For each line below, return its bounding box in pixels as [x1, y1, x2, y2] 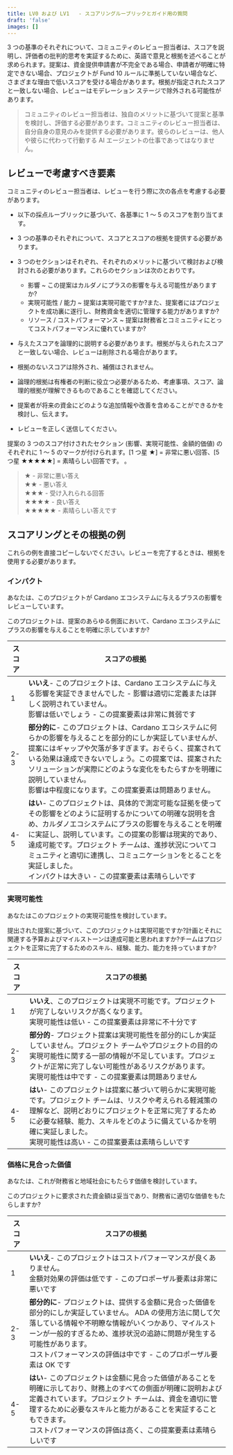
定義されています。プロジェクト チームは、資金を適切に [28, 1394, 211, 1403]
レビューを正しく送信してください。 [17, 425, 121, 433]
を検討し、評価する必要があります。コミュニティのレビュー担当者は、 [24, 119, 224, 127]
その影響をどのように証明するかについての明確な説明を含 [28, 809, 216, 819]
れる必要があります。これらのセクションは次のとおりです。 [29, 266, 199, 275]
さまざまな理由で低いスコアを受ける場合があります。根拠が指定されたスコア [7, 78, 225, 86]
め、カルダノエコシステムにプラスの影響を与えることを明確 [28, 819, 222, 829]
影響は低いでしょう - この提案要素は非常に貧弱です [28, 709, 196, 719]
